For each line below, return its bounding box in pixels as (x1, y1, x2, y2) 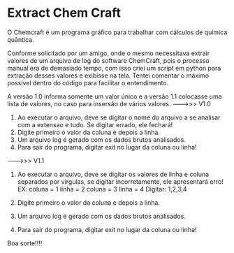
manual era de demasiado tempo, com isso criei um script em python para (7, 64, 221, 72)
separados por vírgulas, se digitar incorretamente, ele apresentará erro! (17, 177, 224, 186)
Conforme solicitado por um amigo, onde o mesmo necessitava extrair (7, 49, 210, 57)
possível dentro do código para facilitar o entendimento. (7, 78, 169, 87)
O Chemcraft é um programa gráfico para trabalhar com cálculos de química (7, 28, 228, 36)
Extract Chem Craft (7, 5, 121, 21)
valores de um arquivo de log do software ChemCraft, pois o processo (7, 56, 210, 64)
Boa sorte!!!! (7, 239, 43, 247)
